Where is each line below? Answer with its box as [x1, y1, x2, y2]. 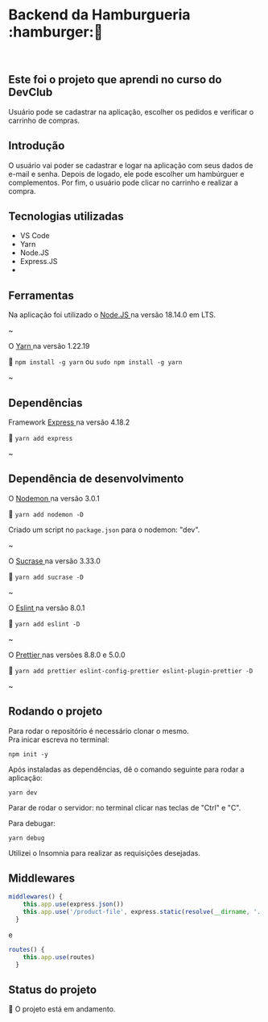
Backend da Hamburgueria [8, 6, 191, 24]
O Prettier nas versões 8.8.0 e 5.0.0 [8, 650, 126, 660]
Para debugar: [8, 818, 56, 828]
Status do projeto [8, 982, 97, 996]
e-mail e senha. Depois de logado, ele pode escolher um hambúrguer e [8, 169, 245, 178]
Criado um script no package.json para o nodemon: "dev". [8, 525, 200, 534]
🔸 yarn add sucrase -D [8, 572, 85, 581]
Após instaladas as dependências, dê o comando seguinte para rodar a [8, 764, 245, 774]
